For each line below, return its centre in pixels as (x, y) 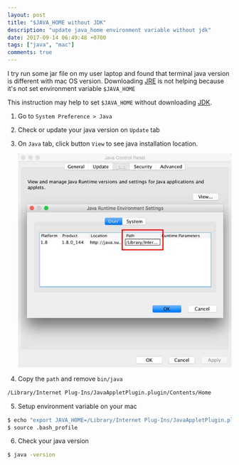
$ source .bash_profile (43, 427)
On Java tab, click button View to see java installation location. (108, 143)
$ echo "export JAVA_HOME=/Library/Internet (74, 420)
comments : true (30, 53)
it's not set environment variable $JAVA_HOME (71, 88)
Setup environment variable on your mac (77, 406)
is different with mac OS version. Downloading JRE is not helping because (116, 81)
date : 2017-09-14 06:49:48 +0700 (57, 38)
